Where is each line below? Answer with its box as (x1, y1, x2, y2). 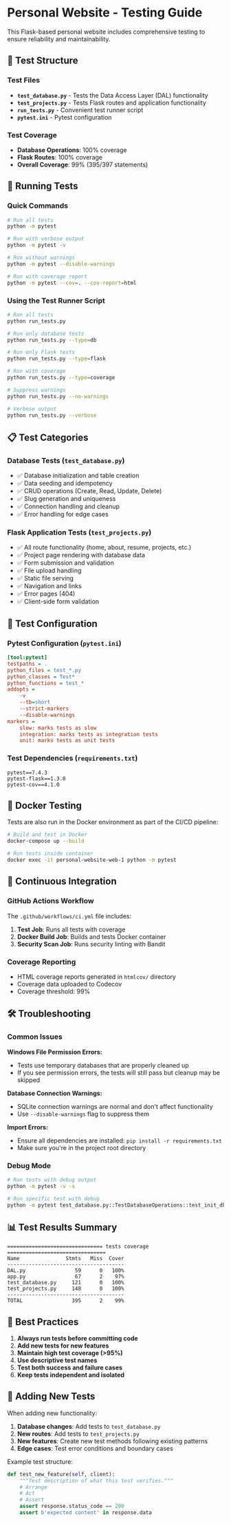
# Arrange (19, 1484, 48, 1491)
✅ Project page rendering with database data (16, 551, 146, 559)
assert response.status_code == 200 (19, 1503, 125, 1510)
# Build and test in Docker (7, 831, 88, 839)
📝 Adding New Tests (7, 1391, 96, 1403)
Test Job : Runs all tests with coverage (16, 925, 126, 933)
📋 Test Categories (7, 431, 89, 443)
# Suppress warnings (7, 387, 67, 393)
